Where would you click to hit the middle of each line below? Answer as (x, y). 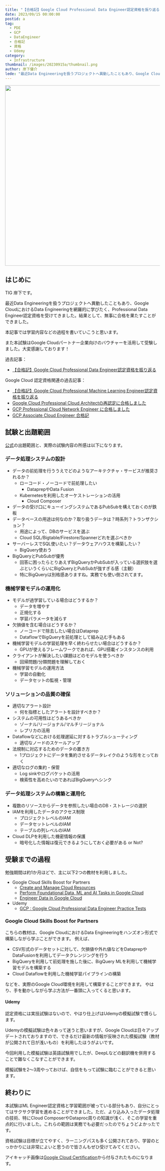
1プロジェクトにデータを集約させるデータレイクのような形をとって (87, 755)
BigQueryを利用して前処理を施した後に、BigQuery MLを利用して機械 (82, 961)
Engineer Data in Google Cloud (51, 898)
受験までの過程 (28, 860)
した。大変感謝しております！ (39, 348)
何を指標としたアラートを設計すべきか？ (60, 712)
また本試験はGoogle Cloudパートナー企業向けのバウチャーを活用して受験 (79, 343)
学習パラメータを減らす (43, 619)
